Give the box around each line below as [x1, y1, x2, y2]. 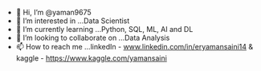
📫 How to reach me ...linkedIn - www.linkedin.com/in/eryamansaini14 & [15, 42, 254, 51]
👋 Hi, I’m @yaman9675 [15, 8, 92, 17]
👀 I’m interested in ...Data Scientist [15, 16, 130, 26]
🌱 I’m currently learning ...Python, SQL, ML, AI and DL [15, 25, 194, 34]
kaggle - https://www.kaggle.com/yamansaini [15, 53, 167, 63]
